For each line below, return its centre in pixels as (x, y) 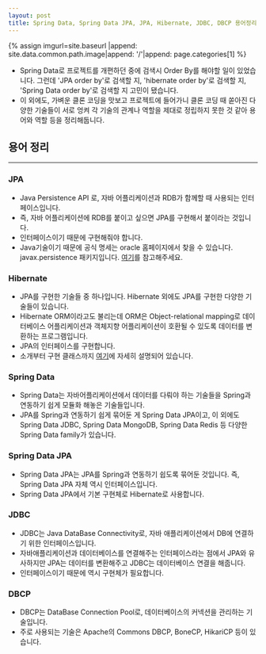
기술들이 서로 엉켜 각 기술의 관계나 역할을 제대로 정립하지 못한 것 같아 (141, 110)
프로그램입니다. (65, 336)
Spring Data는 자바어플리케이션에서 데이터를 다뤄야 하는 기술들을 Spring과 (135, 395)
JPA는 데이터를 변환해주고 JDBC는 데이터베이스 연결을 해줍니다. (146, 563)
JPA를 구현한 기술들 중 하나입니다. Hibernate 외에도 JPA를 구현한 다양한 (131, 296)
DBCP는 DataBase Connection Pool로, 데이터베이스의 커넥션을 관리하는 (132, 612)
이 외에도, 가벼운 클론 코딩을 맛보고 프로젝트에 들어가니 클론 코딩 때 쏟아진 (133, 100)
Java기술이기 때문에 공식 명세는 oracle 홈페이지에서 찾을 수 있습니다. (126, 247)
